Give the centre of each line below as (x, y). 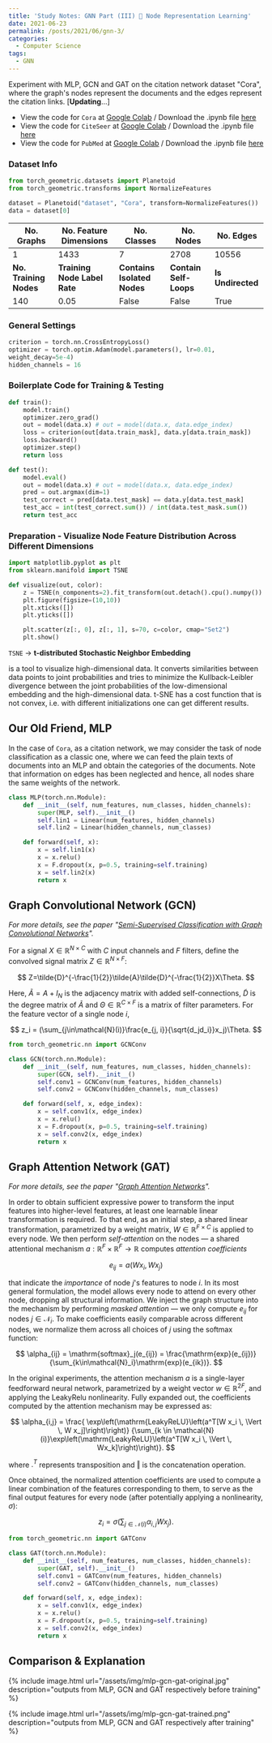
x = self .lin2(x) (66, 872)
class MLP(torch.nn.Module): (57, 797)
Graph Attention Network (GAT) (89, 1166)
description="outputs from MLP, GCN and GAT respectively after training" (132, 1722)
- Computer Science (49, 46)
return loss (43, 455)
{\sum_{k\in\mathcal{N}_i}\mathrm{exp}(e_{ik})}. (130, 1362)
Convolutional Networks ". (51, 933)
